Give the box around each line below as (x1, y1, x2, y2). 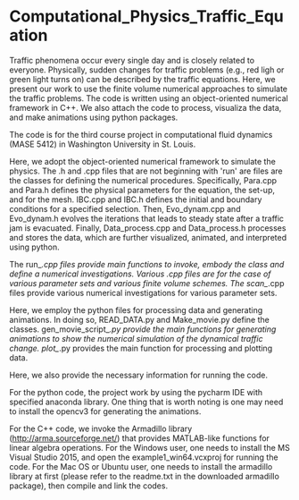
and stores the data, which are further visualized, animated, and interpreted (9, 232, 287, 242)
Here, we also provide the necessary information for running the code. (9, 369, 268, 380)
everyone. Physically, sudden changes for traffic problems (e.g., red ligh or (9, 64, 285, 75)
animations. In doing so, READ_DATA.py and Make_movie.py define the (9, 314, 270, 325)
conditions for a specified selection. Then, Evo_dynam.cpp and (9, 203, 241, 214)
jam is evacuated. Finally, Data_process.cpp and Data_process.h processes (9, 222, 287, 233)
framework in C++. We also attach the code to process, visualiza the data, (9, 102, 282, 113)
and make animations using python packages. (9, 112, 179, 123)
